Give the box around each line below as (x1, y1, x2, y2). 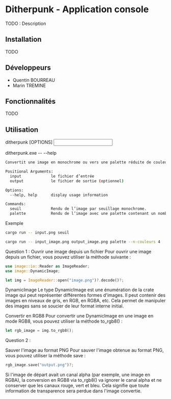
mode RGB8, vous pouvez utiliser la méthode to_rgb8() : (5, 318, 123, 324)
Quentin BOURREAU (12, 77, 55, 83)
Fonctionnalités (5, 97, 56, 105)
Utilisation (5, 125, 39, 134)
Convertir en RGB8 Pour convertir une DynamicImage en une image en (5, 313, 154, 319)
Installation (5, 35, 42, 44)
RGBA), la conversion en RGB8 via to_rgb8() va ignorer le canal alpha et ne (5, 377, 162, 383)
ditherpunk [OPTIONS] (5, 139, 53, 146)
